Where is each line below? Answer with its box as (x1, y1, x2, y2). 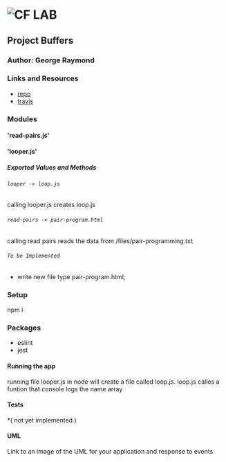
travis (17, 97, 33, 105)
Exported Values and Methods (7, 163, 97, 171)
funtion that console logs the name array (7, 384, 123, 393)
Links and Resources (7, 73, 79, 83)
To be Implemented (7, 253, 60, 260)
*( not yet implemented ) (7, 416, 77, 424)
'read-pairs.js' (7, 132, 50, 140)
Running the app (7, 362, 56, 371)
